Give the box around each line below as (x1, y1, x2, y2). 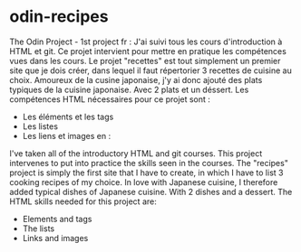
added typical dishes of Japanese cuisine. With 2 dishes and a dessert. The (9, 186, 293, 197)
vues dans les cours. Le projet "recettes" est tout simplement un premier (9, 55, 281, 66)
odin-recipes (9, 6, 109, 27)
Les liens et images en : (22, 130, 112, 141)
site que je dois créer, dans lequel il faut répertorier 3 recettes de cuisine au (9, 65, 292, 76)
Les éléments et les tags (22, 111, 114, 122)
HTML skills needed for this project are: (9, 196, 157, 207)
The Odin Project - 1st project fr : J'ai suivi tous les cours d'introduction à (9, 36, 283, 47)
